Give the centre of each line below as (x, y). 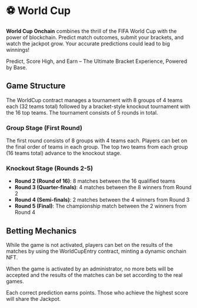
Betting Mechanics (41, 231)
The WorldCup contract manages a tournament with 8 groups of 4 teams (94, 100)
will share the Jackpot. (34, 299)
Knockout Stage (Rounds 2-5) (49, 168)
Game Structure (36, 86)
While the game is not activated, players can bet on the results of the (90, 245)
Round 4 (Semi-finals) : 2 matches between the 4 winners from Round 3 (102, 200)
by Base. (17, 67)
